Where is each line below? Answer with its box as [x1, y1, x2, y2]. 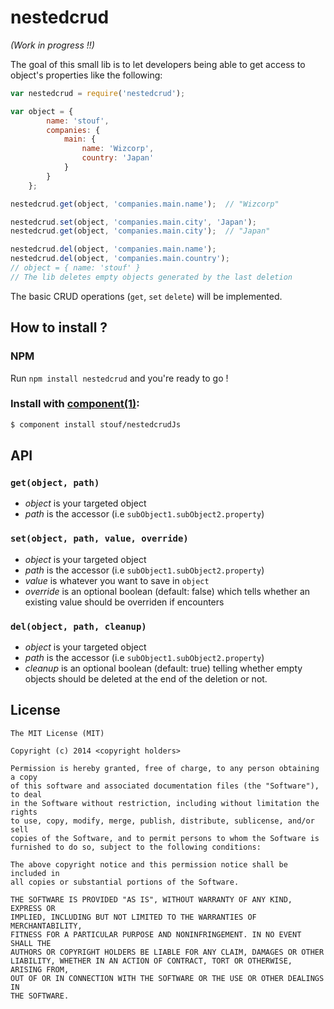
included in [10, 868, 60, 878]
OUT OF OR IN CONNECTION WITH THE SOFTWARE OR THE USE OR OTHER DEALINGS [10, 973, 325, 983]
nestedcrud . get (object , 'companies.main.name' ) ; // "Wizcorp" [10, 199, 280, 209]
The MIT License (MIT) [10, 728, 105, 738]
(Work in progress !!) [10, 39, 95, 51]
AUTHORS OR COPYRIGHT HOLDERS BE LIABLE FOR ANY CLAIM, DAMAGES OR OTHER [10, 947, 325, 957]
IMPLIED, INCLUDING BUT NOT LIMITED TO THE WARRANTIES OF [10, 912, 257, 922]
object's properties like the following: [10, 69, 163, 81]
